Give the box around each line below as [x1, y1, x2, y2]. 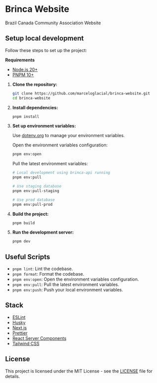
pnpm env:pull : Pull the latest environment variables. [12, 282, 119, 287]
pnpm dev [12, 239, 31, 244]
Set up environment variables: [12, 123, 76, 129]
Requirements [5, 57, 35, 63]
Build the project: [12, 211, 49, 217]
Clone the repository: [12, 81, 57, 87]
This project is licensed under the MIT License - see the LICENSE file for [5, 368, 153, 374]
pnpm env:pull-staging [12, 188, 59, 193]
